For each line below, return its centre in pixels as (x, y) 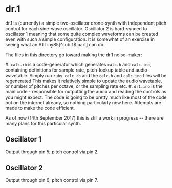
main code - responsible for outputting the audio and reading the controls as (86, 91)
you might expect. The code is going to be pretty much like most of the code (86, 97)
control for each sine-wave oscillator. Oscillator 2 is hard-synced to (76, 28)
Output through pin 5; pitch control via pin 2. (52, 152)
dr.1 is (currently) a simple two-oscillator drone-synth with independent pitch (86, 23)
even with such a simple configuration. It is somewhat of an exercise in (80, 39)
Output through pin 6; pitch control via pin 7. (52, 180)
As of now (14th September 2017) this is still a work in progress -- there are (84, 118)
